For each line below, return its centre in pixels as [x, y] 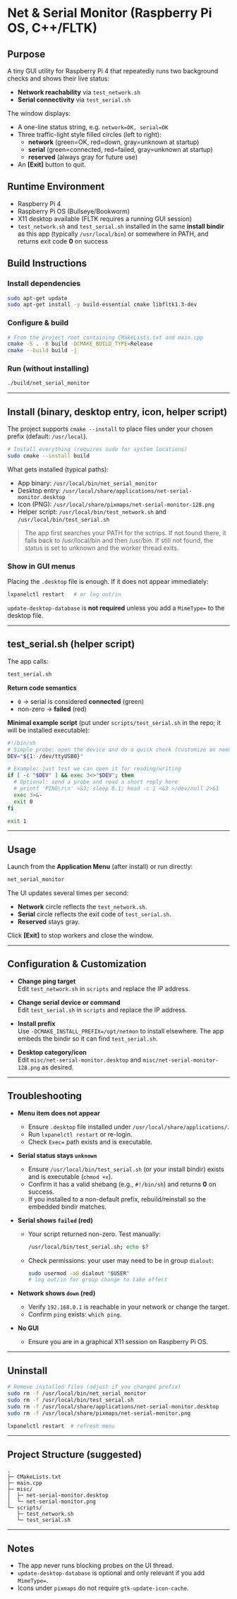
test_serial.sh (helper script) [71, 644]
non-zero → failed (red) [52, 709]
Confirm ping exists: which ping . [75, 1314]
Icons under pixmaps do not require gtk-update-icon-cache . [103, 1588]
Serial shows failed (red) [55, 1220]
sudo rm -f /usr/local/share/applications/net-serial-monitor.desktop [113, 1406]
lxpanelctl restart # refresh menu [61, 1426]
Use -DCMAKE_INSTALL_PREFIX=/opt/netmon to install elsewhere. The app [121, 1031]
